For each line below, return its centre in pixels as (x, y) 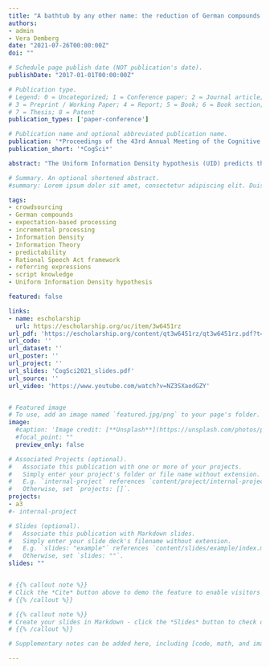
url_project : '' (35, 363)
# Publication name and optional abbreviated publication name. (118, 134)
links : (19, 311)
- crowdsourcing (35, 207)
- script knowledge (41, 275)
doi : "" (21, 53)
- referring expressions (50, 267)
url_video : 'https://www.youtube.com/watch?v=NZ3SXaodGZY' (109, 386)
